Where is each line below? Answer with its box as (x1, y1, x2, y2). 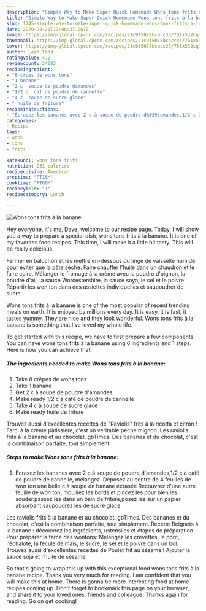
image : (6, 32, 23, 38)
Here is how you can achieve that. (6, 346, 93, 353)
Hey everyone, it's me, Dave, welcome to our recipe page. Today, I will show (6, 225, 199, 233)
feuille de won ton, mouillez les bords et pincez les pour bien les (15, 489, 178, 496)
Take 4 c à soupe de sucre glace (15, 402, 98, 409)
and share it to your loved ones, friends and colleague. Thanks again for (6, 591, 188, 598)
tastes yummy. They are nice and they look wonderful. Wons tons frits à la (6, 314, 194, 322)
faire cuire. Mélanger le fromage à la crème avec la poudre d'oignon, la (6, 270, 186, 277)
